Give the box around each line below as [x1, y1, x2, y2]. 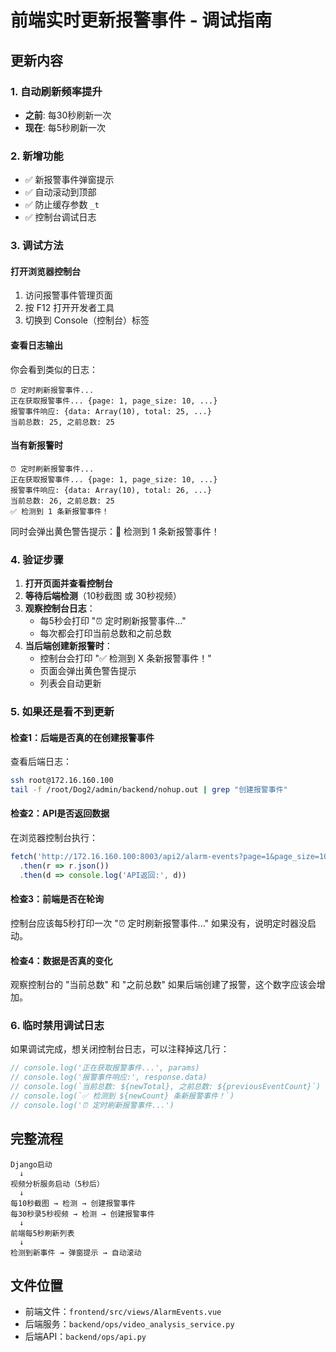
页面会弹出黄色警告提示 [39, 665, 137, 676]
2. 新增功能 [10, 149, 64, 163]
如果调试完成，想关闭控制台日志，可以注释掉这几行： [10, 1043, 230, 1055]
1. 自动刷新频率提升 [10, 84, 103, 98]
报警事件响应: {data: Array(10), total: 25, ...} [10, 406, 212, 416]
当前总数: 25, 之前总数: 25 [10, 417, 115, 427]
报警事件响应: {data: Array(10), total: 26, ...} [10, 485, 212, 495]
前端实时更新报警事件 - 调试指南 [10, 9, 273, 32]
